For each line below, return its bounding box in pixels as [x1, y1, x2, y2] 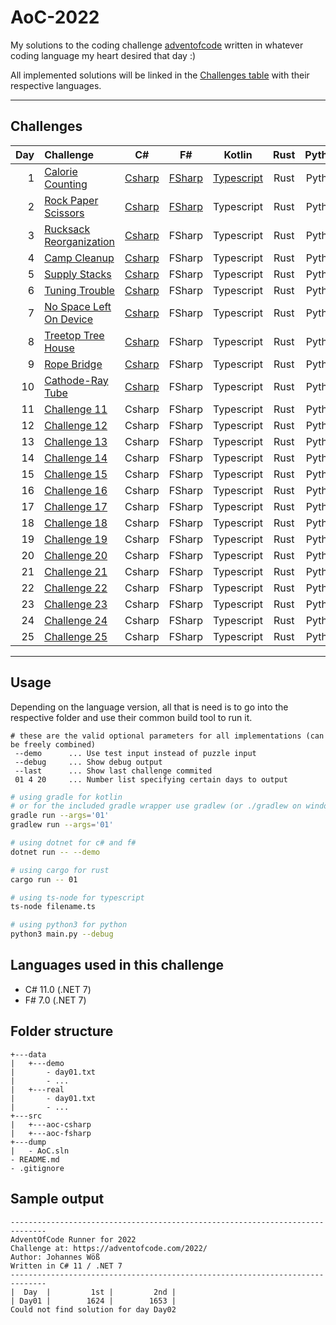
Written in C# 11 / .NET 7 [10, 1261, 123, 1271]
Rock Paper [44, 193, 99, 207]
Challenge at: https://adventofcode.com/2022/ [10, 1243, 208, 1253]
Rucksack [44, 222, 91, 236]
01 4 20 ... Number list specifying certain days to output [14, 774, 288, 785]
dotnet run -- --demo [10, 847, 101, 857]
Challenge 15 [44, 467, 108, 481]
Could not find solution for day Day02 [10, 1304, 177, 1315]
